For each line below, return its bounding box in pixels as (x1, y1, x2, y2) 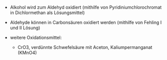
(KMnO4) (17, 50, 37, 55)
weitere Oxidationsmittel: (10, 35, 62, 40)
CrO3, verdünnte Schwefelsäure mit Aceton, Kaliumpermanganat (17, 44, 152, 50)
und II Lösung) (10, 25, 40, 31)
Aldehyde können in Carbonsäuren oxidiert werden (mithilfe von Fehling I (10, 20, 162, 25)
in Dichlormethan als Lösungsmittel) (10, 10, 85, 16)
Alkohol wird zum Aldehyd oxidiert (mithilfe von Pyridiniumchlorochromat (10, 5, 162, 10)
